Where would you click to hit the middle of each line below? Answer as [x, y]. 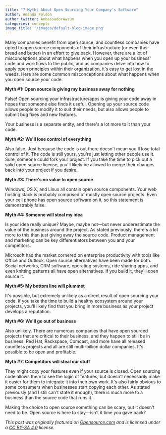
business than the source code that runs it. [49, 398]
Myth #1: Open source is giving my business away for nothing [70, 89]
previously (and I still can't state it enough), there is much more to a [74, 392]
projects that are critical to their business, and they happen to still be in [78, 336]
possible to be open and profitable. [41, 352]
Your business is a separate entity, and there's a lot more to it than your [78, 124]
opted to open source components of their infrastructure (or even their [77, 48]
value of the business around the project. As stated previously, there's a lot [82, 230]
